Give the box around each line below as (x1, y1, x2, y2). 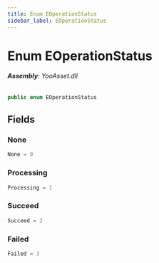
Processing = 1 (7, 184, 53, 191)
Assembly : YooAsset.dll (7, 72, 78, 81)
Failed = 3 (7, 250, 40, 257)
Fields (7, 113, 36, 125)
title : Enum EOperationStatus (7, 10, 98, 18)
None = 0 (7, 151, 34, 158)
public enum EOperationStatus (7, 93, 98, 100)
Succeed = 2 (7, 217, 43, 225)
